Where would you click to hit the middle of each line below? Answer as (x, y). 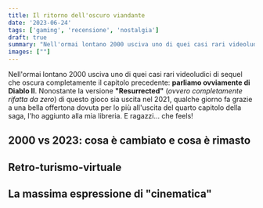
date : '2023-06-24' (40, 23)
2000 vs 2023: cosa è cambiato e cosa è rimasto (130, 141)
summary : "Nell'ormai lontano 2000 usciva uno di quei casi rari (117, 45)
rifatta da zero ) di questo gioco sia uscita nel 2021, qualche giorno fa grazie (130, 99)
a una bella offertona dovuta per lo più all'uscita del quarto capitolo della (125, 108)
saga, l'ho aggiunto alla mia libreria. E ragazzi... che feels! (101, 116)
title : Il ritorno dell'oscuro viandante (77, 15)
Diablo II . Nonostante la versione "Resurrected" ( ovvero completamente (125, 91)
